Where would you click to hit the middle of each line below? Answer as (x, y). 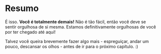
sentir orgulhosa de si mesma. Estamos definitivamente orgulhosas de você (80, 27)
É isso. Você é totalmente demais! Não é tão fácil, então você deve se (76, 22)
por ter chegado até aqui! (30, 32)
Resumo (22, 8)
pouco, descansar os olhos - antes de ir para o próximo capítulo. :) (72, 46)
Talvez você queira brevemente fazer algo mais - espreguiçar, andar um (77, 41)
